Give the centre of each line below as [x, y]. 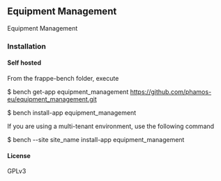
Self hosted [24, 63]
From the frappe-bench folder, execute [63, 78]
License [19, 155]
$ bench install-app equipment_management [72, 112]
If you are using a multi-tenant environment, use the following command [111, 126]
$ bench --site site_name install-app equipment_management [96, 139]
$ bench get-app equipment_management [68, 92]
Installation [27, 46]
